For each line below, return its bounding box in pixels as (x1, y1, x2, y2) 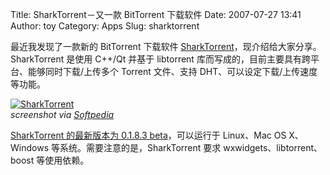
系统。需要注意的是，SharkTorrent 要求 (59, 142, 222, 153)
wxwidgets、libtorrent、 (223, 142, 323, 153)
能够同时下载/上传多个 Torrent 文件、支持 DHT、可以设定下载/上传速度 (27, 66, 318, 77)
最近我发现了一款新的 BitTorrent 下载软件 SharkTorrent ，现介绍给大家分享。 (10, 41, 322, 52)
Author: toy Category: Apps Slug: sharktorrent (10, 20, 200, 32)
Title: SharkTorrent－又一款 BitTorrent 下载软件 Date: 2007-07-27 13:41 (10, 9, 302, 20)
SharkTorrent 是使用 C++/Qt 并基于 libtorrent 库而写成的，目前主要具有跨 (10, 53, 311, 65)
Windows (10, 142, 50, 153)
